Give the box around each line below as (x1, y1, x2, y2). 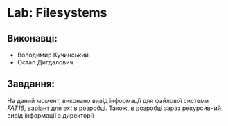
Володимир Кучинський (17, 51, 89, 59)
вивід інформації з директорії (7, 111, 94, 119)
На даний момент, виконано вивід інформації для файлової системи (7, 96, 209, 105)
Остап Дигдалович (17, 58, 73, 66)
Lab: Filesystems (7, 5, 107, 21)
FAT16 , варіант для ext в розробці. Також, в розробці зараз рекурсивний (7, 104, 222, 112)
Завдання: (7, 78, 55, 90)
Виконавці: (7, 33, 58, 44)
